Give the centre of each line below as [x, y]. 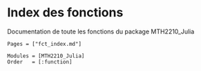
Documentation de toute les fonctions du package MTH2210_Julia [101, 31]
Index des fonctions [65, 13]
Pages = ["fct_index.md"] [44, 44]
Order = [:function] [40, 62]
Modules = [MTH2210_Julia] [46, 56]
